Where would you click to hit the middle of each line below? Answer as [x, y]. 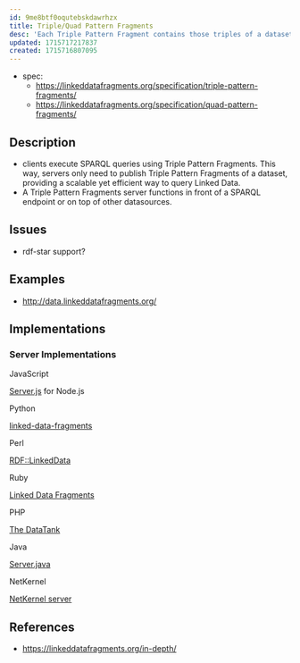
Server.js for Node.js [47, 391]
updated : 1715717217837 [54, 42]
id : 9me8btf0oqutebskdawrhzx [63, 17]
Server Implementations [63, 354]
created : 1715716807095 [54, 51]
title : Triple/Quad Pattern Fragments [81, 26]
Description [42, 143]
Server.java [30, 565]
